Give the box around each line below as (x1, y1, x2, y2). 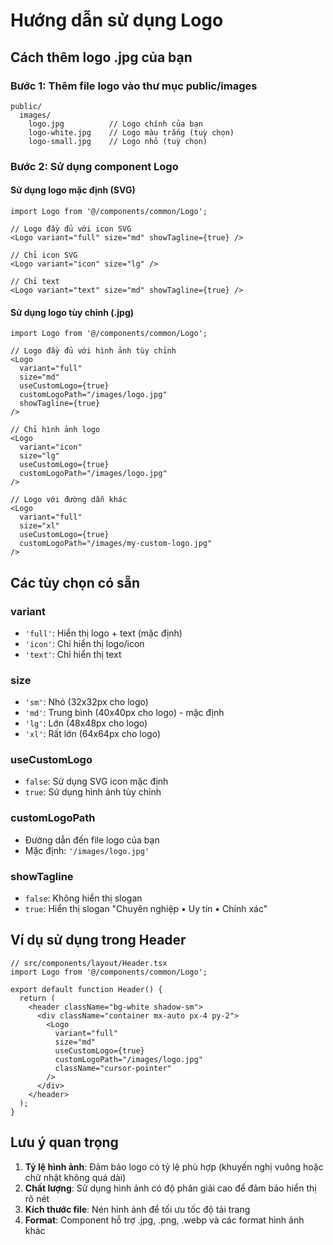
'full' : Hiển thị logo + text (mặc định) (24, 627, 183, 639)
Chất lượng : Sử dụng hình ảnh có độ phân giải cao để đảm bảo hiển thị (24, 1182, 317, 1194)
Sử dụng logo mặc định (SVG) (10, 184, 136, 196)
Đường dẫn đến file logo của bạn (24, 834, 160, 846)
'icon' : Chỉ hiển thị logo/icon (24, 637, 145, 649)
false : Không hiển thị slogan (24, 892, 143, 904)
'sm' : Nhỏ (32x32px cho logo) (24, 696, 149, 708)
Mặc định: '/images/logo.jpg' (24, 844, 150, 856)
